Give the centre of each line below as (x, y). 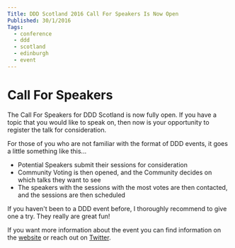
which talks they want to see (59, 180)
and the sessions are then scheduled (71, 195)
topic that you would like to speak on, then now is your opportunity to (109, 122)
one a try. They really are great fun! (59, 216)
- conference (33, 34)
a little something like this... (47, 151)
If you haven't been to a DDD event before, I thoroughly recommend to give (117, 208)
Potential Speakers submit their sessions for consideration (103, 164)
